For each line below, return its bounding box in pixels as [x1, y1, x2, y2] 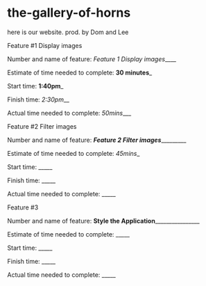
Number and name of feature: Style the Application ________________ [7, 216, 200, 225]
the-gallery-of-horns [7, 5, 131, 21]
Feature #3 [7, 203, 39, 212]
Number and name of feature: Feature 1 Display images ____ [7, 54, 177, 63]
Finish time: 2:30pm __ [7, 95, 69, 104]
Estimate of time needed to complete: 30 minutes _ [7, 68, 153, 77]
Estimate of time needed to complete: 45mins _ [7, 149, 140, 157]
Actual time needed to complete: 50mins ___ [7, 109, 132, 117]
